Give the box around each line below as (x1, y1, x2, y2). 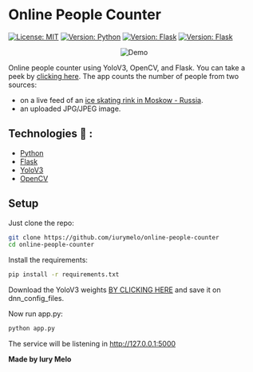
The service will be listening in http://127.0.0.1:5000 (8, 339, 176, 349)
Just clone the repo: (8, 218, 74, 228)
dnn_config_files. (8, 294, 65, 303)
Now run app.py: (8, 309, 64, 319)
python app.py (8, 325, 56, 333)
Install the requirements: (8, 255, 88, 265)
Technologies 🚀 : (8, 127, 93, 140)
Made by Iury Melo (8, 354, 72, 364)
